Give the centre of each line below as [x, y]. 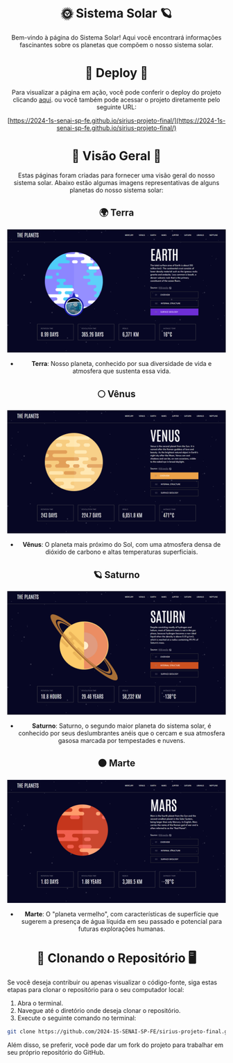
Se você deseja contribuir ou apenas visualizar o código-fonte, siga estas [112, 982]
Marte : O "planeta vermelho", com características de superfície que [122, 914]
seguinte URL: [116, 107]
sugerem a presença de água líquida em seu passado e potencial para [121, 922]
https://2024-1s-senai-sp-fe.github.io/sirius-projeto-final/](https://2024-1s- [118, 120]
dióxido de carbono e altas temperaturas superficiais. [122, 552]
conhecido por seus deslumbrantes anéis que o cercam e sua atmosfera [122, 733]
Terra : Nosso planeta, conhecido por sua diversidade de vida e [122, 364]
